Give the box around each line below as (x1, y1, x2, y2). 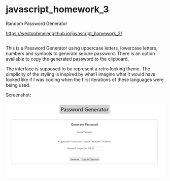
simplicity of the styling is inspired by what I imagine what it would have (6, 71, 156, 77)
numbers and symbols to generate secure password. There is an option (6, 50, 155, 57)
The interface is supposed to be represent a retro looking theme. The (6, 66, 150, 72)
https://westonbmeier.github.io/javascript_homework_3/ (6, 30, 122, 36)
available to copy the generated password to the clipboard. (6, 56, 129, 62)
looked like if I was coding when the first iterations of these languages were (6, 76, 164, 83)
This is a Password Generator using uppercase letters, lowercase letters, (6, 45, 158, 51)
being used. (6, 82, 31, 88)
